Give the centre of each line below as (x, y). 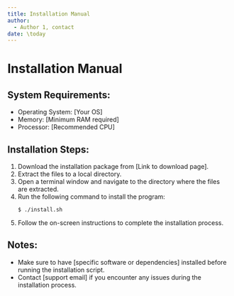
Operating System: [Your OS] (60, 112)
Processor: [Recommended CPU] (66, 127)
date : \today (27, 34)
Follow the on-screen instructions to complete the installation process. (121, 223)
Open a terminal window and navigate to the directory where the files (119, 182)
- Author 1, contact (44, 27)
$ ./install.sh (40, 210)
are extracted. (38, 190)
